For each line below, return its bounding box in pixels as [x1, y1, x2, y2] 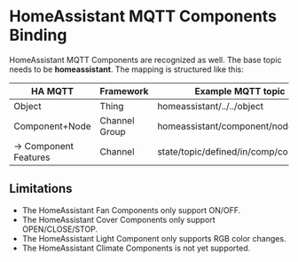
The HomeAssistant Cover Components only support [21, 214, 216, 225]
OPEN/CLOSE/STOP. [21, 224, 98, 234]
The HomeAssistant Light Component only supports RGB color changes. [21, 233, 286, 243]
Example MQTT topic [194, 84, 286, 97]
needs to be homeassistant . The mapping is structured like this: [9, 64, 244, 75]
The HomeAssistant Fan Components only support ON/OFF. [21, 204, 241, 215]
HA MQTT [30, 84, 74, 97]
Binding [9, 25, 67, 45]
